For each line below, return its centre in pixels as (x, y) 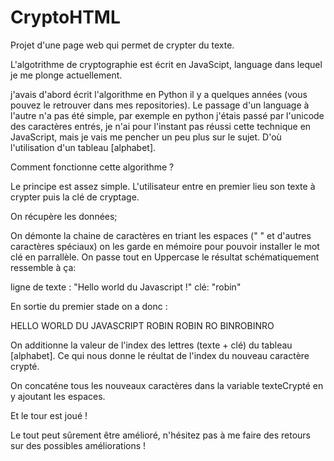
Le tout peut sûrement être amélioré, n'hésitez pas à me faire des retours (160, 435)
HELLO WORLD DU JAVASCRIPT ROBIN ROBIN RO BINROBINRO (142, 325)
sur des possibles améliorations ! (78, 445)
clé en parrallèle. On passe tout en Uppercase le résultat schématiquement (165, 257)
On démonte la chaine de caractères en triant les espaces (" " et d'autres (161, 235)
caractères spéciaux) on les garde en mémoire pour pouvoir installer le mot (165, 246)
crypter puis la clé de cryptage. (75, 197)
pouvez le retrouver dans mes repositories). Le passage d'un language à (160, 105)
